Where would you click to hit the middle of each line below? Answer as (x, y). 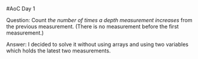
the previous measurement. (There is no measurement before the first (92, 27)
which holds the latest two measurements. (58, 51)
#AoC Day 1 (21, 9)
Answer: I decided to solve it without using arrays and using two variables (97, 44)
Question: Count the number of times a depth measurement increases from (99, 20)
